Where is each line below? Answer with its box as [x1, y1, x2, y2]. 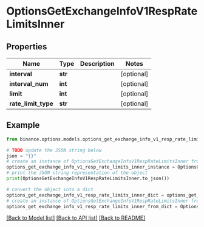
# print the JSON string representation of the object [6, 170, 148, 176]
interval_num [9, 80, 49, 88]
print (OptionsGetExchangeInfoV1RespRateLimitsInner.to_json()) [6, 175, 170, 182]
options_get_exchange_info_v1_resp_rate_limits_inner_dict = [6, 192, 165, 198]
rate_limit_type [9, 99, 53, 108]
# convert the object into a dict [6, 186, 94, 192]
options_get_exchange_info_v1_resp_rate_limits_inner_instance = [6, 164, 175, 170]
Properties [6, 41, 47, 52]
